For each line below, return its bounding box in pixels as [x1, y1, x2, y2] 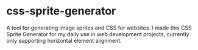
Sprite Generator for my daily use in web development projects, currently [6, 30, 189, 37]
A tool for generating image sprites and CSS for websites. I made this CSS [6, 24, 192, 31]
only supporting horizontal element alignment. [6, 37, 122, 44]
